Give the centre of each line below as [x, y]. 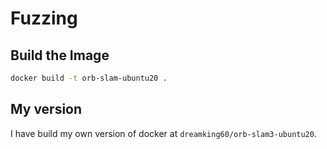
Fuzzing [44, 18]
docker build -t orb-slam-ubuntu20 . [89, 78]
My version [46, 109]
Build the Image [60, 55]
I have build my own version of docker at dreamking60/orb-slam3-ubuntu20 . [163, 133]
